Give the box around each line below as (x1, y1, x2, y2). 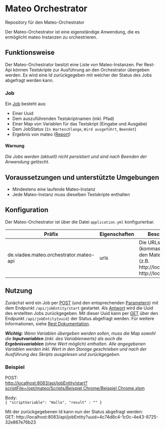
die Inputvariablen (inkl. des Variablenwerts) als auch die (5, 335, 123, 341)
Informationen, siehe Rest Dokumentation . (5, 320, 90, 326)
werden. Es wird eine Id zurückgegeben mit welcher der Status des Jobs (5, 72, 152, 78)
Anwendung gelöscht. (5, 159, 50, 165)
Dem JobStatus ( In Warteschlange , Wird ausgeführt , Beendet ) (12, 126, 137, 132)
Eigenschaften (99, 231, 134, 237)
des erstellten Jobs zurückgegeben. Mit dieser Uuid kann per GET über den (5, 310, 159, 316)
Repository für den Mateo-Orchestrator (5, 19, 84, 25)
